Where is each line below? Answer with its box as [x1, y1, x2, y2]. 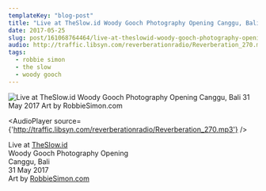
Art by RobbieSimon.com [8, 174, 89, 183]
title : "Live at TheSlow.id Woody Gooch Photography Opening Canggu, [8, 19, 243, 27]
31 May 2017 [8, 165, 49, 174]
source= [54, 116, 82, 125]
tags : [8, 48, 26, 56]
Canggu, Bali [8, 156, 50, 166]
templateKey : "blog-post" [8, 11, 93, 20]
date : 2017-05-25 [8, 26, 66, 34]
